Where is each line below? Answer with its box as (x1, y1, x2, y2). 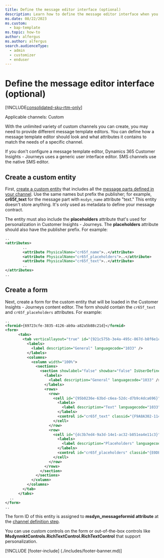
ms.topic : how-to (5, 30, 41, 35)
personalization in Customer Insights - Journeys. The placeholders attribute (5, 222, 159, 227)
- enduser (9, 57, 29, 62)
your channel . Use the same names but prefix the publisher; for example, (5, 191, 152, 197)
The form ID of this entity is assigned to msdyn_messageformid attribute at (5, 514, 159, 519)
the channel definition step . (5, 518, 60, 525)
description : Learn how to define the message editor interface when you (5, 12, 159, 17)
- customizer (9, 52, 36, 58)
